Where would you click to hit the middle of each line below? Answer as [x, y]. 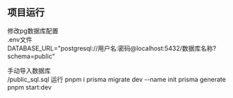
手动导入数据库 [29, 70]
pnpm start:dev [29, 87]
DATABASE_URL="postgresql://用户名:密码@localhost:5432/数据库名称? [112, 48]
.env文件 [20, 39]
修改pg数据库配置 [33, 31]
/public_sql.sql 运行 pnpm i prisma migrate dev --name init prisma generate [116, 79]
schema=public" [31, 56]
